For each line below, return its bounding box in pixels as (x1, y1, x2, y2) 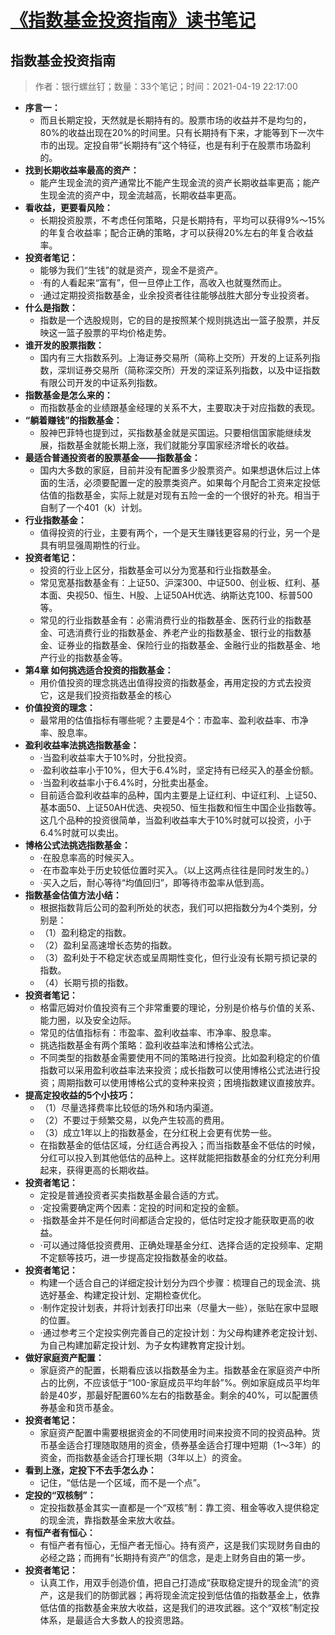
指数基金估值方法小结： (24, 889, 122, 901)
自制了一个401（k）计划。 (39, 502, 148, 513)
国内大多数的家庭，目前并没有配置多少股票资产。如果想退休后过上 (39, 464, 312, 476)
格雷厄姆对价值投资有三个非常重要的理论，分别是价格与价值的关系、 (39, 1002, 321, 1013)
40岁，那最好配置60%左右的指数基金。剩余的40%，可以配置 (57, 1389, 310, 1401)
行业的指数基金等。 (48, 652, 128, 663)
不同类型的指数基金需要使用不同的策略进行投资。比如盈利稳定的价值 (39, 1052, 321, 1063)
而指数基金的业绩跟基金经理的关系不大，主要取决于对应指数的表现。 (39, 402, 321, 413)
